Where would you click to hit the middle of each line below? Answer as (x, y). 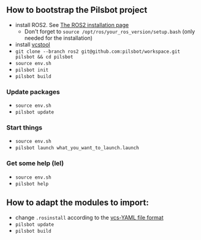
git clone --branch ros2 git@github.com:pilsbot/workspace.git (98, 52)
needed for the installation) (59, 38)
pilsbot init (32, 70)
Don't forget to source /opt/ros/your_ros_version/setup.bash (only (110, 31)
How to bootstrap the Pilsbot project (77, 10)
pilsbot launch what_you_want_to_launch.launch (77, 148)
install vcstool (32, 44)
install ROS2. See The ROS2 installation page (72, 25)
